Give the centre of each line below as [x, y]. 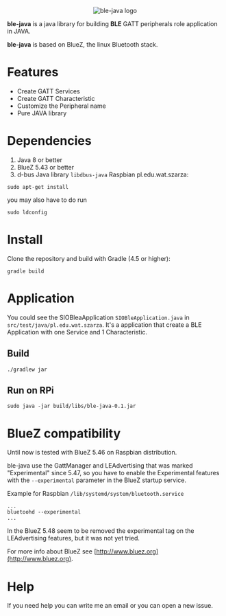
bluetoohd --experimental [44, 512]
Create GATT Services [48, 91]
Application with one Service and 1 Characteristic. [77, 332]
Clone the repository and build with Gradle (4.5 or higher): [89, 258]
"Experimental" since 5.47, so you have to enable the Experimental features [113, 473]
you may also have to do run [47, 200]
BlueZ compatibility [64, 433]
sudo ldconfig [27, 212]
